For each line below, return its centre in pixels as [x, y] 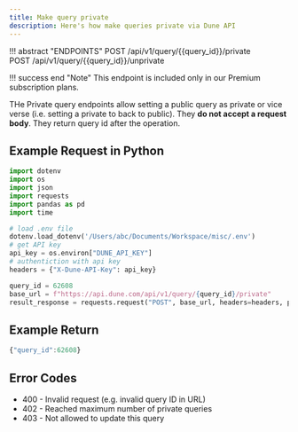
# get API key [35, 245]
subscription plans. [44, 87]
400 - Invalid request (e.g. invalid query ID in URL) [114, 399]
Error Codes [43, 378]
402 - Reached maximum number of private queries [117, 408]
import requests [39, 196]
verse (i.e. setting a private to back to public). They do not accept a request [148, 114]
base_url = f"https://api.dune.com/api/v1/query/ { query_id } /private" [141, 294]
